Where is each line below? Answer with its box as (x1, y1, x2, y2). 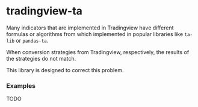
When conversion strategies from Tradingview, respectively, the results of (6, 48, 190, 55)
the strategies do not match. (6, 55, 76, 62)
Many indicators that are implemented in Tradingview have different (6, 24, 174, 31)
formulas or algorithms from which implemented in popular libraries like (6, 30, 184, 37)
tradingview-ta (6, 4, 83, 18)
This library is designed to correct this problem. (6, 66, 124, 73)
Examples (6, 81, 36, 90)
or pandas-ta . (16, 37, 49, 44)
